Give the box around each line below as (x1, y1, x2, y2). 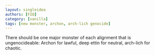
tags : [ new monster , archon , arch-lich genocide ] (5, 21, 111, 26)
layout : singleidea (5, 7, 46, 12)
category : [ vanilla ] (5, 16, 48, 21)
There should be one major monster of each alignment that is (5, 35, 131, 41)
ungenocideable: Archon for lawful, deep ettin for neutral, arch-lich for (5, 40, 150, 46)
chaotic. (5, 45, 22, 51)
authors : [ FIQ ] (5, 12, 37, 17)
